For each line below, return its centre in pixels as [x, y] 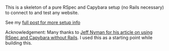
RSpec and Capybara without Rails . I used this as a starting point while [79, 38]
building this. [19, 43]
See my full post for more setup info [43, 22]
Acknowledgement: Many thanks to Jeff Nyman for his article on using [79, 32]
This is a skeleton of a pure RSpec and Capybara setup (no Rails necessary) [84, 7]
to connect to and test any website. [42, 13]
